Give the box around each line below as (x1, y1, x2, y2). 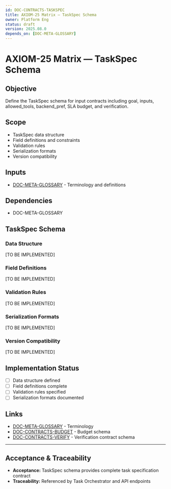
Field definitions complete (12, 383, 67, 389)
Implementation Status (5, 363, 79, 373)
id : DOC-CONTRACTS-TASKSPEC (5, 7, 65, 13)
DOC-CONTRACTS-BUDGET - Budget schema (12, 429, 110, 435)
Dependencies (5, 197, 52, 205)
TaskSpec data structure (12, 131, 65, 138)
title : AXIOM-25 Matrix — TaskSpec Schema (5, 12, 97, 17)
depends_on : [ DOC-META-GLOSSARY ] (5, 31, 76, 36)
